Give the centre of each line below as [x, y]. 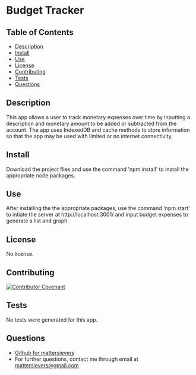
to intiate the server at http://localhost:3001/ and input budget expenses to [97, 215]
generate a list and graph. [38, 221]
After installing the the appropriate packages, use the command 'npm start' [98, 208]
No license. [20, 254]
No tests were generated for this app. [52, 320]
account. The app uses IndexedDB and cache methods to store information [98, 130]
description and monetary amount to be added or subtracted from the [91, 123]
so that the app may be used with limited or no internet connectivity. [90, 136]
